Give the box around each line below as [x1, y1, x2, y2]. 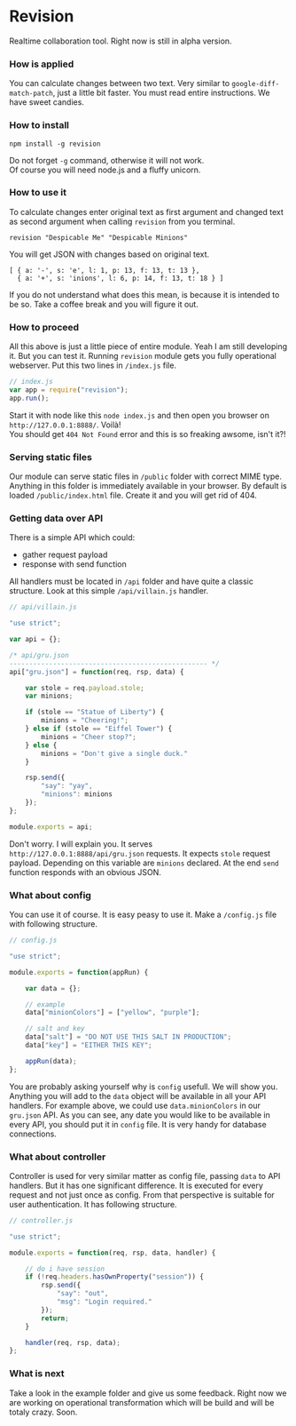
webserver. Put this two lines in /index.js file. [9, 360, 177, 370]
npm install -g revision [9, 139, 101, 148]
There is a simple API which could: [9, 532, 136, 543]
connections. [9, 1128, 58, 1139]
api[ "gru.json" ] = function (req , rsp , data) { [9, 667, 184, 676]
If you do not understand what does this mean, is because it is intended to [9, 289, 280, 299]
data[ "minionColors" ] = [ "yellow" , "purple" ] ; [25, 1008, 200, 1017]
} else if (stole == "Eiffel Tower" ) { [25, 724, 173, 734]
